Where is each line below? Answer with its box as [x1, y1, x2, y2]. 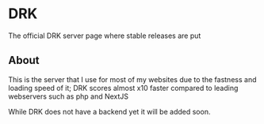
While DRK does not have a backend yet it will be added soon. [8, 107, 211, 116]
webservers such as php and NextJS [8, 92, 129, 101]
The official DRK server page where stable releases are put [8, 31, 201, 40]
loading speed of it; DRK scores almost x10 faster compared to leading [8, 83, 239, 92]
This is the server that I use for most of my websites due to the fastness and [8, 74, 257, 84]
